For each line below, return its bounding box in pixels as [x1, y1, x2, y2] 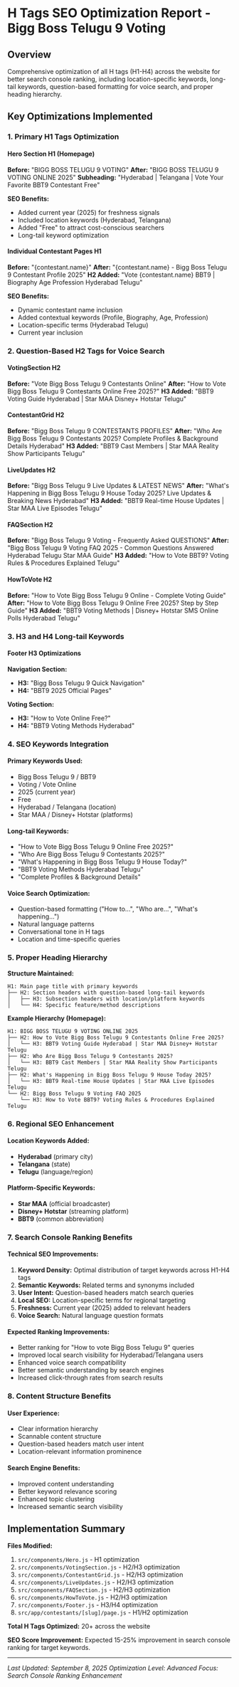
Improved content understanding [17, 1479, 115, 1488]
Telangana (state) [17, 1160, 71, 1168]
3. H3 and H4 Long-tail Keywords [7, 631, 124, 641]
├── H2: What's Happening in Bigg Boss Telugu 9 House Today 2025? [7, 1071, 212, 1079]
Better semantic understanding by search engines [17, 1366, 164, 1375]
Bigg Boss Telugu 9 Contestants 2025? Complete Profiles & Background [7, 434, 218, 443]
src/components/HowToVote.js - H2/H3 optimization [17, 1593, 168, 1602]
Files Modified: [7, 1542, 53, 1550]
